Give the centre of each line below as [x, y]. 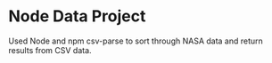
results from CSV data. [50, 50]
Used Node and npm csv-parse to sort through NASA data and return [136, 41]
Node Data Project [77, 16]
